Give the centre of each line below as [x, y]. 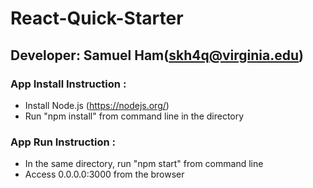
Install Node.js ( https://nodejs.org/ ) [97, 105]
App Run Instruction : [63, 142]
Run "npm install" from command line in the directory [134, 116]
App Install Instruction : [68, 84]
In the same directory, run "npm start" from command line [144, 164]
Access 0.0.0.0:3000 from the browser [104, 174]
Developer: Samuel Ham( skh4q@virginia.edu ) [157, 55]
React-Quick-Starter [97, 18]
